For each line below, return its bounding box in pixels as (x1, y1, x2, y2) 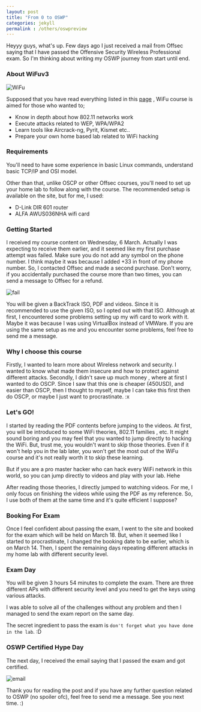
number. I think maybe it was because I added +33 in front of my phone (6, 258, 184, 265)
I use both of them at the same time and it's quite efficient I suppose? (6, 496, 178, 503)
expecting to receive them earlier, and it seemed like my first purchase (6, 245, 181, 253)
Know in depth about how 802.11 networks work (14, 113, 134, 120)
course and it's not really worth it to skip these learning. (6, 454, 144, 461)
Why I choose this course (6, 347, 82, 356)
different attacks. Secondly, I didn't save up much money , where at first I (6, 374, 187, 381)
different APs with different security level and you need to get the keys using (6, 586, 196, 593)
